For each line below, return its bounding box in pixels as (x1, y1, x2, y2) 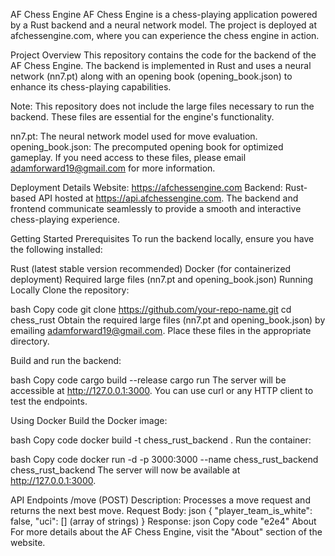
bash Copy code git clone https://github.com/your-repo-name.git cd (10, 304, 292, 315)
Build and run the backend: (10, 355, 122, 366)
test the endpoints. (10, 395, 88, 407)
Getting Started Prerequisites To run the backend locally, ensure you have (10, 233, 315, 244)
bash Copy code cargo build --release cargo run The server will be (10, 374, 287, 386)
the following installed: (10, 244, 103, 255)
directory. (10, 335, 50, 347)
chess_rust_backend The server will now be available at (10, 464, 241, 476)
